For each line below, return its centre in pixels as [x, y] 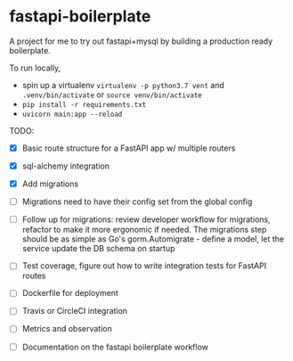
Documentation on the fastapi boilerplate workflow [115, 347]
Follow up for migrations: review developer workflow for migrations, [146, 219]
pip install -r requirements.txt [84, 104]
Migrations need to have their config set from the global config [137, 201]
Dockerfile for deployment [70, 293]
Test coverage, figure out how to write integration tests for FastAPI [144, 266]
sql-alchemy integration [65, 166]
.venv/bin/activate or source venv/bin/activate [112, 94]
